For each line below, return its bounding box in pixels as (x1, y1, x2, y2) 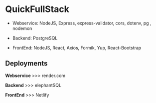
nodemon (12, 25, 32, 31)
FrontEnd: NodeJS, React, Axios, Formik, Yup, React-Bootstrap (12, 44, 142, 50)
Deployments (5, 59, 48, 68)
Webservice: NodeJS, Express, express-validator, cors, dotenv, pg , (12, 20, 152, 26)
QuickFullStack (5, 3, 70, 15)
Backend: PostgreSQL (12, 35, 58, 41)
